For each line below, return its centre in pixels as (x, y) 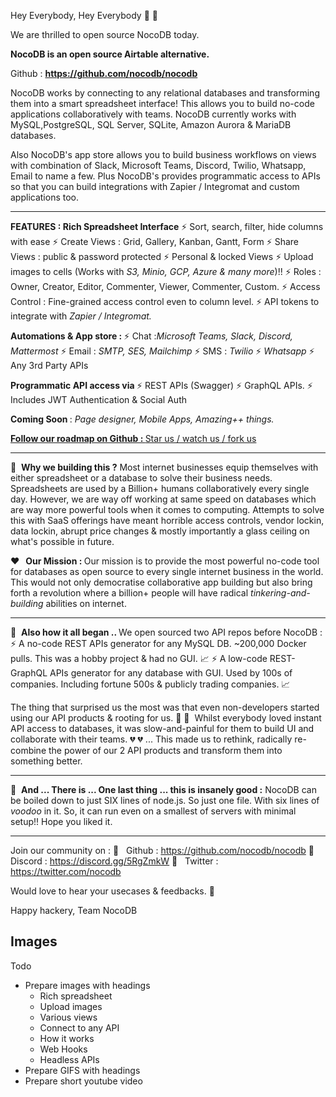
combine (28, 750)
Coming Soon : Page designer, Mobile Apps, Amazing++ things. (142, 419)
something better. (46, 761)
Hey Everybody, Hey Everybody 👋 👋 (84, 15)
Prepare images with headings (87, 985)
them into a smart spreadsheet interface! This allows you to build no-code (162, 103)
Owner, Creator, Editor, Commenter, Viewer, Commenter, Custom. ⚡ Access (165, 286)
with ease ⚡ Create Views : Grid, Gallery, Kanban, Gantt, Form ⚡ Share (154, 241)
